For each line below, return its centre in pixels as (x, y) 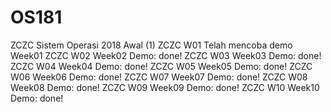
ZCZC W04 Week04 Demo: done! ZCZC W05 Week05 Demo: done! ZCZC (161, 66)
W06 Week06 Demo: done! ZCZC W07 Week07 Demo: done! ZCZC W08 (159, 77)
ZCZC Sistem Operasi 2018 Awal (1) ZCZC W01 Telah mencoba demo (151, 45)
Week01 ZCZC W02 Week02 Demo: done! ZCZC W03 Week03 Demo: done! (166, 55)
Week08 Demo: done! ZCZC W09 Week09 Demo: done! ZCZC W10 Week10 (165, 87)
